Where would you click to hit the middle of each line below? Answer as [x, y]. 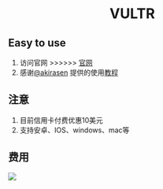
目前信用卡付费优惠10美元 [61, 120]
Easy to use [37, 43]
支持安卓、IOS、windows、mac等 [74, 130]
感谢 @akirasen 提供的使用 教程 [69, 72]
